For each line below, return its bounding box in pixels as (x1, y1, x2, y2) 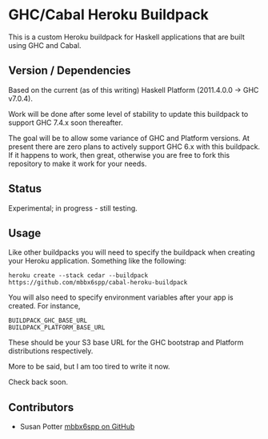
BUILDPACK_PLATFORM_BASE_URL (8, 324, 106, 332)
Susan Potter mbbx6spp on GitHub (19, 422, 135, 432)
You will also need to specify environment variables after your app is (8, 292, 234, 302)
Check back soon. (8, 377, 68, 387)
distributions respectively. (8, 346, 94, 356)
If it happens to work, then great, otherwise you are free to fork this (8, 150, 230, 159)
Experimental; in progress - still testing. (8, 203, 138, 213)
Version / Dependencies (8, 64, 131, 78)
